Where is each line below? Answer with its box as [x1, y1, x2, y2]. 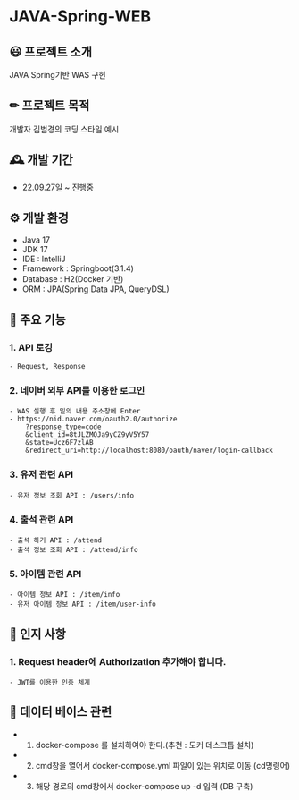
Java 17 [21, 234, 51, 245]
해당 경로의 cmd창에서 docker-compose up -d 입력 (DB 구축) [35, 780, 253, 791]
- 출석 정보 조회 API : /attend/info [9, 546, 138, 555]
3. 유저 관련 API [9, 468, 74, 481]
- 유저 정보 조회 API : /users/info [9, 490, 135, 500]
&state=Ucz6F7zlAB [25, 438, 94, 447]
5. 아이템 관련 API [9, 567, 82, 580]
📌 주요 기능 [9, 311, 67, 328]
